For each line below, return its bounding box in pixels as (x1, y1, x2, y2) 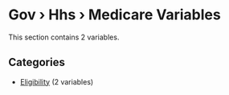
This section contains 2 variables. (8, 32, 120, 42)
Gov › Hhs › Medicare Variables (8, 6, 221, 24)
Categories (8, 56, 66, 69)
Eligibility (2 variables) (19, 76, 94, 86)
